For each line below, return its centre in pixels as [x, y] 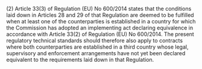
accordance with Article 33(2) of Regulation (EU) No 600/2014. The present [100, 34]
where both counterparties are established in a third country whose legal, [97, 47]
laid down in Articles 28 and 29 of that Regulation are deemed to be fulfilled [100, 15]
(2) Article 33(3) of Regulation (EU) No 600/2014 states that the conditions [99, 9]
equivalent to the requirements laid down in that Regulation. [80, 60]
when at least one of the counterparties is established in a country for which [101, 21]
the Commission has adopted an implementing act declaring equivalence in [100, 28]
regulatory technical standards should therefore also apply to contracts [94, 40]
